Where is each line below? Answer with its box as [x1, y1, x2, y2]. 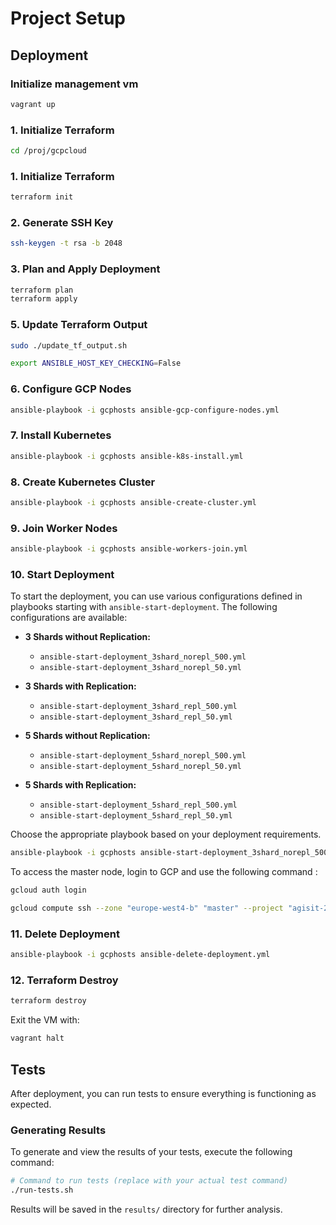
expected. [10, 1098, 52, 1110]
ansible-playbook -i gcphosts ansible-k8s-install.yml [10, 451, 244, 461]
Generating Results [10, 1123, 107, 1137]
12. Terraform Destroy [10, 973, 119, 987]
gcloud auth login [10, 885, 87, 896]
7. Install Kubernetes [10, 428, 112, 442]
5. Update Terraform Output [10, 318, 148, 332]
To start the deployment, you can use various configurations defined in [10, 590, 303, 602]
